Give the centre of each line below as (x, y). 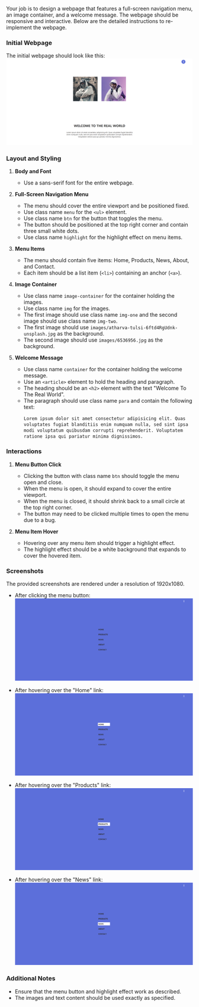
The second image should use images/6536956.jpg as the (93, 340)
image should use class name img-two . (70, 321)
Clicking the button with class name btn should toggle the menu (101, 476)
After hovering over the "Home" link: (59, 690)
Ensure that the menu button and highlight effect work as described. (98, 991)
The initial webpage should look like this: (56, 56)
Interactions (24, 451)
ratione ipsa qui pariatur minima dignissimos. (83, 436)
